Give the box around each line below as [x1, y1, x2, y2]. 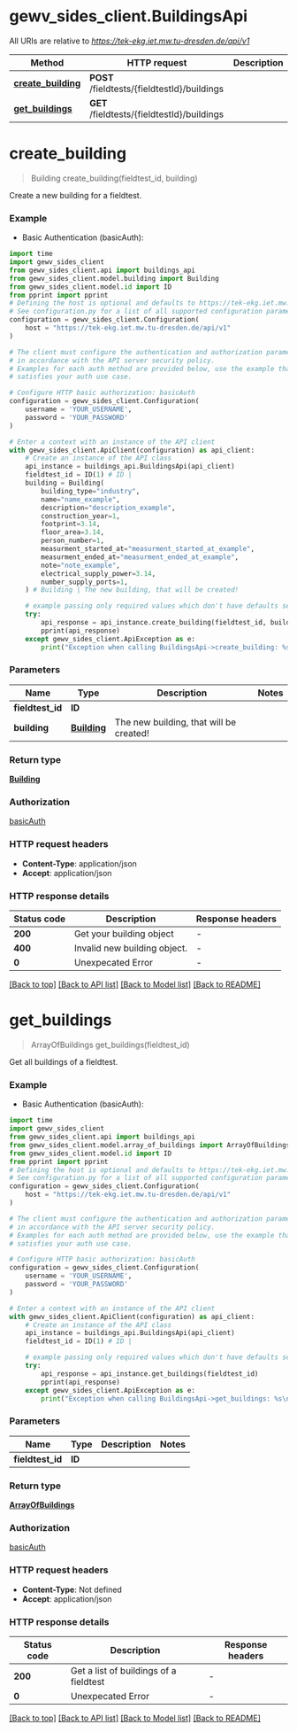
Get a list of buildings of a [70, 1664, 177, 1676]
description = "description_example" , [41, 503, 176, 512]
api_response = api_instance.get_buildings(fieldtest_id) [41, 1369, 259, 1379]
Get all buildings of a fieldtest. [9, 1056, 118, 1067]
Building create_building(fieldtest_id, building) [30, 173, 198, 183]
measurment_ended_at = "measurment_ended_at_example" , [41, 552, 240, 562]
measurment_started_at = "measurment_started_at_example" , [41, 545, 255, 554]
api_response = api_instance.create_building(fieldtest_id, [41, 618, 267, 627]
